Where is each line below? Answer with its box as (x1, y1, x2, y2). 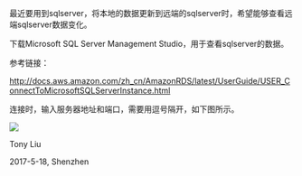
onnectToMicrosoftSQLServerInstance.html (9, 85, 171, 96)
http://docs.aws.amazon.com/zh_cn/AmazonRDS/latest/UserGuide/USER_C (9, 76, 291, 86)
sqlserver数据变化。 (16, 19, 92, 30)
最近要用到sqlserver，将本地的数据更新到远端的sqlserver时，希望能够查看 (9, 8, 285, 18)
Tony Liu (9, 139, 42, 149)
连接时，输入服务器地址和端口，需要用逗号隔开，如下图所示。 (9, 104, 240, 115)
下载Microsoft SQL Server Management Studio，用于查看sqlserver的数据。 (9, 39, 289, 49)
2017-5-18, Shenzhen (9, 156, 90, 167)
